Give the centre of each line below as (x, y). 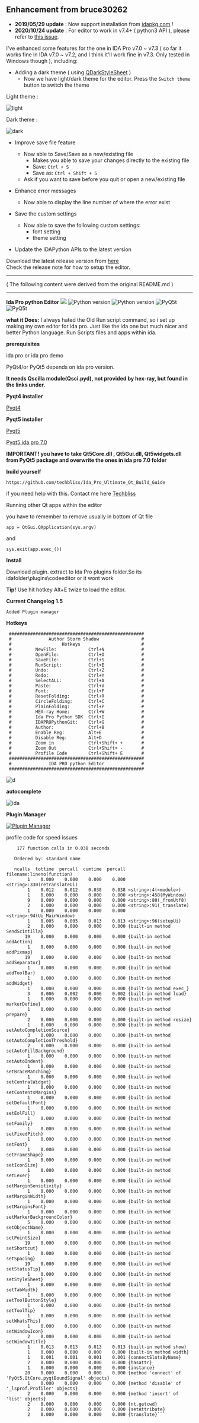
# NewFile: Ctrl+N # (76, 649)
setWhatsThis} (24, 1321)
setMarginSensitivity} (34, 1186)
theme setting (49, 237)
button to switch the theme (57, 85)
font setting (46, 232)
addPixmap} (20, 952)
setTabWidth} (22, 1290)
